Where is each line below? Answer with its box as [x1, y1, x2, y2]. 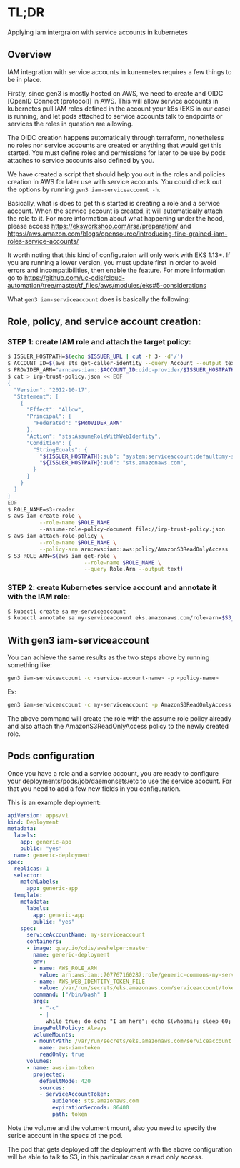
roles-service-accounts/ [7, 236, 79, 245]
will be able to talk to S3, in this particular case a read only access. [7, 1152, 204, 1161]
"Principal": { [26, 413, 72, 420]
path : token [52, 1111, 88, 1118]
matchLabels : [20, 878, 59, 886]
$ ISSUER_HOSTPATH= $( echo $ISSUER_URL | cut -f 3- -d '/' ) [7, 353, 184, 361]
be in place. [7, 75, 42, 84]
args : [33, 998, 50, 1005]
